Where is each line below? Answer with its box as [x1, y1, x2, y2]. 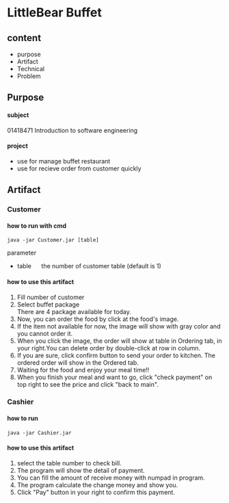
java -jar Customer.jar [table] [7, 237, 99, 244]
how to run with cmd [7, 221, 67, 230]
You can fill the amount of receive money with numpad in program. [16, 474, 205, 482]
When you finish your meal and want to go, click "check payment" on [16, 373, 213, 381]
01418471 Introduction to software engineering [7, 126, 138, 134]
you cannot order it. [16, 329, 73, 337]
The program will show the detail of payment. [16, 466, 145, 474]
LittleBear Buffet [7, 5, 103, 21]
